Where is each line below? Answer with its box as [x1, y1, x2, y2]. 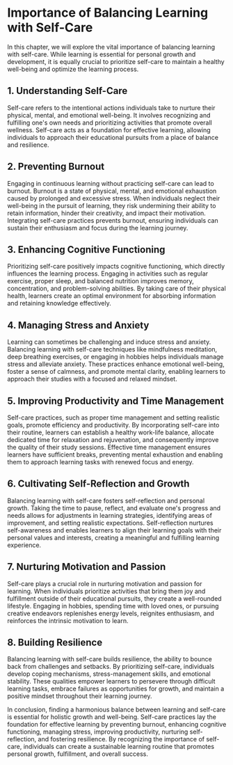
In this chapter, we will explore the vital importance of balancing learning [7, 42, 216, 51]
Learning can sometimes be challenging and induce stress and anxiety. [7, 338, 211, 346]
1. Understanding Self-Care [7, 85, 128, 97]
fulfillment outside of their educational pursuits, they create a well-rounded [7, 594, 222, 603]
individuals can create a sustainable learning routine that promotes [23, 743, 214, 751]
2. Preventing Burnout [7, 161, 105, 173]
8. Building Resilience [7, 637, 103, 649]
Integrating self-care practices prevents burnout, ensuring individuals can [7, 216, 218, 224]
